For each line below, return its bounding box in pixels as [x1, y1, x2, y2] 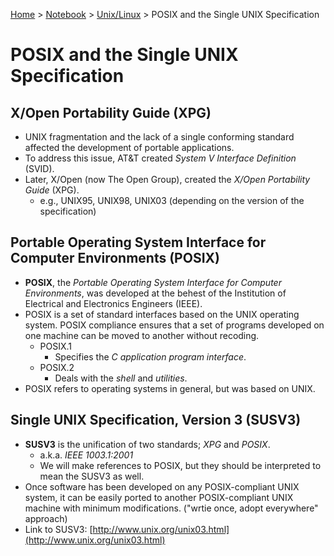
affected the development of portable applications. [24, 142, 235, 153]
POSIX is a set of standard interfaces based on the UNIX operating [24, 308, 300, 320]
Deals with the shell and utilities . [54, 372, 188, 384]
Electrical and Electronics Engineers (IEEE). [24, 297, 203, 309]
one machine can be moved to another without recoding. [24, 329, 260, 341]
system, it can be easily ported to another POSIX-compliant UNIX [24, 491, 294, 503]
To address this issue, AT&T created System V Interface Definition [24, 152, 297, 164]
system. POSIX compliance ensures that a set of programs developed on [24, 319, 325, 331]
